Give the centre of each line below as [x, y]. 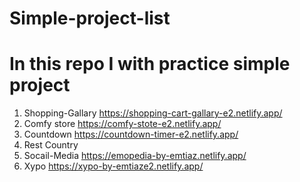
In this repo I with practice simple [150, 64]
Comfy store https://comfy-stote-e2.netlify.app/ [122, 124]
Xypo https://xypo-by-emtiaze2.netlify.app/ [113, 166]
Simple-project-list [90, 18]
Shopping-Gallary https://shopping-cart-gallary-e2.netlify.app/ [153, 113]
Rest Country [51, 145]
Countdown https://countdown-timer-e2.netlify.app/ [131, 134]
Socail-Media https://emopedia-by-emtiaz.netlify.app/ [135, 156]
